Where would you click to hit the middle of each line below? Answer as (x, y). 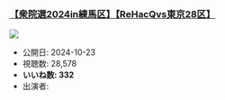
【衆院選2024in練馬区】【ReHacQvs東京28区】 (112, 14)
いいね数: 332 (48, 75)
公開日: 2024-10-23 (59, 52)
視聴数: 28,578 (49, 64)
